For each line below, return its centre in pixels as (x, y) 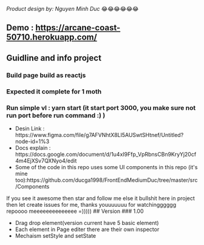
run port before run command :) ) (56, 115)
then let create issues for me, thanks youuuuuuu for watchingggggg (91, 204)
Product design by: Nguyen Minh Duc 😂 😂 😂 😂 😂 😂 (73, 9)
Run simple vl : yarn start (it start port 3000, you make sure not (101, 107)
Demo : (20, 28)
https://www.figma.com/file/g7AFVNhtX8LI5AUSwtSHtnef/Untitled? (99, 135)
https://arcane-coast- (78, 28)
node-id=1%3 (32, 141)
